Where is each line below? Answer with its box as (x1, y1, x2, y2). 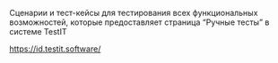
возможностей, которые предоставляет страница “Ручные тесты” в (9, 17, 270, 28)
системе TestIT (9, 27, 67, 36)
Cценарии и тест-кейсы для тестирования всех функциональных (9, 8, 258, 18)
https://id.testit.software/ (9, 43, 101, 54)
